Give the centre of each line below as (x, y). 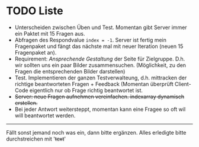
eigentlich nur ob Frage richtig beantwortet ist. (86, 90)
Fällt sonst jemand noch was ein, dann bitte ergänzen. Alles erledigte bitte (96, 132)
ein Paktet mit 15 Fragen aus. (50, 33)
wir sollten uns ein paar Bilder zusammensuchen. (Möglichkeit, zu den (100, 65)
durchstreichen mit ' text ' (36, 139)
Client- (183, 84)
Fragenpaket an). (36, 52)
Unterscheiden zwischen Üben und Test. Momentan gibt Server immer (101, 27)
